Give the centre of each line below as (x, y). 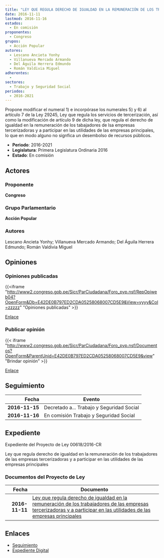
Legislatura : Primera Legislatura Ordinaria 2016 (60, 150)
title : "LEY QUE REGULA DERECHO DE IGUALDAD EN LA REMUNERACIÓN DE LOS (79, 10)
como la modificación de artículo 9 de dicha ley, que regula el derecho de (79, 120)
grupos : (13, 41)
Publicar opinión (25, 330)
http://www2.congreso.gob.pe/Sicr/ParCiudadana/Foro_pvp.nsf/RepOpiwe (82, 292)
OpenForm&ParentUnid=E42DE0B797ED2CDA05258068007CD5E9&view (79, 356)
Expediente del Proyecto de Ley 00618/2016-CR (53, 445)
